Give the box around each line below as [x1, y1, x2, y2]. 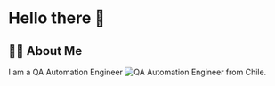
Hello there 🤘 [8, 8, 106, 28]
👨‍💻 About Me [8, 43, 83, 59]
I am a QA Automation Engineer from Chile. [8, 66, 267, 77]
